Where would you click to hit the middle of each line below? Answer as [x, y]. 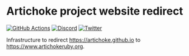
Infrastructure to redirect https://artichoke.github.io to [74, 40]
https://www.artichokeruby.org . [46, 46]
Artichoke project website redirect [95, 11]
